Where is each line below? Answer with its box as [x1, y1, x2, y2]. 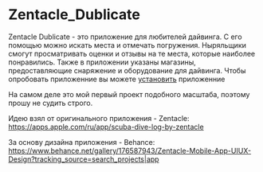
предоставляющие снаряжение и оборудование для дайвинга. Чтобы [8, 65, 246, 75]
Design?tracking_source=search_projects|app [8, 154, 159, 164]
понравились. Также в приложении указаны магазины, [8, 57, 197, 67]
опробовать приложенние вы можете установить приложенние [8, 74, 226, 84]
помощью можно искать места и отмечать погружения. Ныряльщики [8, 40, 247, 49]
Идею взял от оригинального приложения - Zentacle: [8, 113, 190, 123]
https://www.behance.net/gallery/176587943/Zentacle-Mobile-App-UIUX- [8, 146, 252, 155]
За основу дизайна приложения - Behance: [8, 137, 155, 147]
